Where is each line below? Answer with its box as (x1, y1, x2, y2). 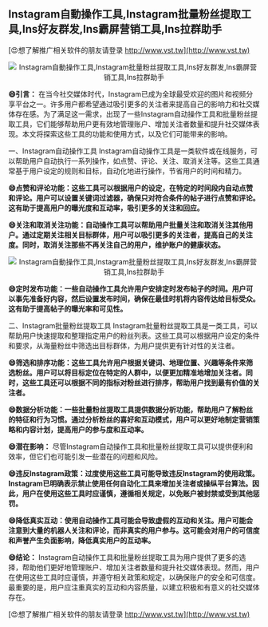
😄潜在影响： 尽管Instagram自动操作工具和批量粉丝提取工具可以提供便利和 (8, 442, 254, 451)
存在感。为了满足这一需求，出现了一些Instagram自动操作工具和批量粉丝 (14, 109, 251, 118)
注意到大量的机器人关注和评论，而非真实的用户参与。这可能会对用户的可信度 (8, 526, 260, 535)
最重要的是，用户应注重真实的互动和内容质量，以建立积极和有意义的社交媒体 (8, 582, 260, 592)
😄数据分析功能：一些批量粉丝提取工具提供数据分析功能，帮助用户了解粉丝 (8, 404, 254, 414)
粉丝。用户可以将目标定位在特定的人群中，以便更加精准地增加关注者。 (14, 367, 246, 377)
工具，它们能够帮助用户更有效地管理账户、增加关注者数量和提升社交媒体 (14, 119, 253, 129)
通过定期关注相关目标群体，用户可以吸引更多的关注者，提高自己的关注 (22, 230, 253, 240)
